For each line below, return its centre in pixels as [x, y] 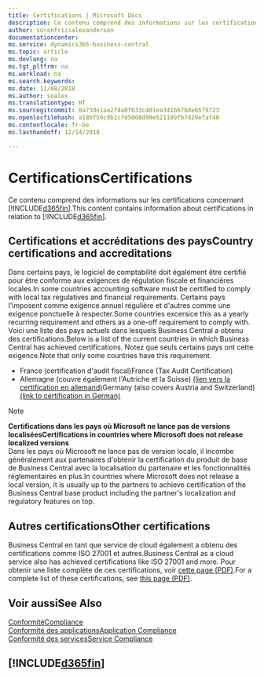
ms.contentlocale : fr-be [49, 125]
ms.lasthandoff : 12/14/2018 [54, 132]
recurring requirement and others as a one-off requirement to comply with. [129, 322]
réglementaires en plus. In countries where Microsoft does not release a [124, 477]
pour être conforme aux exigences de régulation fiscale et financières [121, 280]
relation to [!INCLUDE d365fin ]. [58, 216]
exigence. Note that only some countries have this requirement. [110, 356]
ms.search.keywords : [42, 81]
